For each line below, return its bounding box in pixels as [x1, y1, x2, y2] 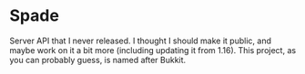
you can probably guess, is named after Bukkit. [9, 54, 187, 65]
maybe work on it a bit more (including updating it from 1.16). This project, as [9, 44, 297, 55]
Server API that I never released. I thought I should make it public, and [9, 35, 271, 46]
